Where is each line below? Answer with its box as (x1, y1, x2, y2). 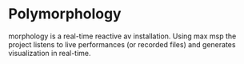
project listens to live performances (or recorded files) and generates (8, 39, 236, 49)
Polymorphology (8, 5, 122, 23)
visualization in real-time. (8, 48, 91, 58)
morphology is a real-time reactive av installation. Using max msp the (8, 31, 237, 41)
